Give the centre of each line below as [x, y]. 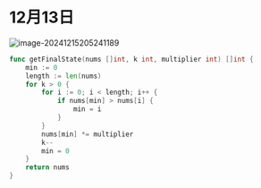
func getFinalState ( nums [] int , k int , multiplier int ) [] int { [131, 59]
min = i [87, 109]
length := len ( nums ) [63, 76]
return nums [47, 167]
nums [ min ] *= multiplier [88, 134]
